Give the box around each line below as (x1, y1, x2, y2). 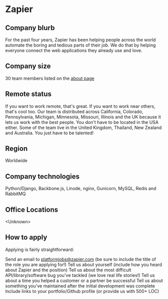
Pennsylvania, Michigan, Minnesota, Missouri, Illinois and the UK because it (5, 114, 161, 120)
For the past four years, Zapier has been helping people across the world (5, 37, 156, 43)
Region (5, 144, 28, 153)
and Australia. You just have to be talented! (5, 129, 94, 136)
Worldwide (5, 158, 28, 164)
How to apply (5, 233, 48, 242)
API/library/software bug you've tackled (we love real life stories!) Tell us (5, 272, 155, 278)
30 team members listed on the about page (5, 75, 95, 81)
